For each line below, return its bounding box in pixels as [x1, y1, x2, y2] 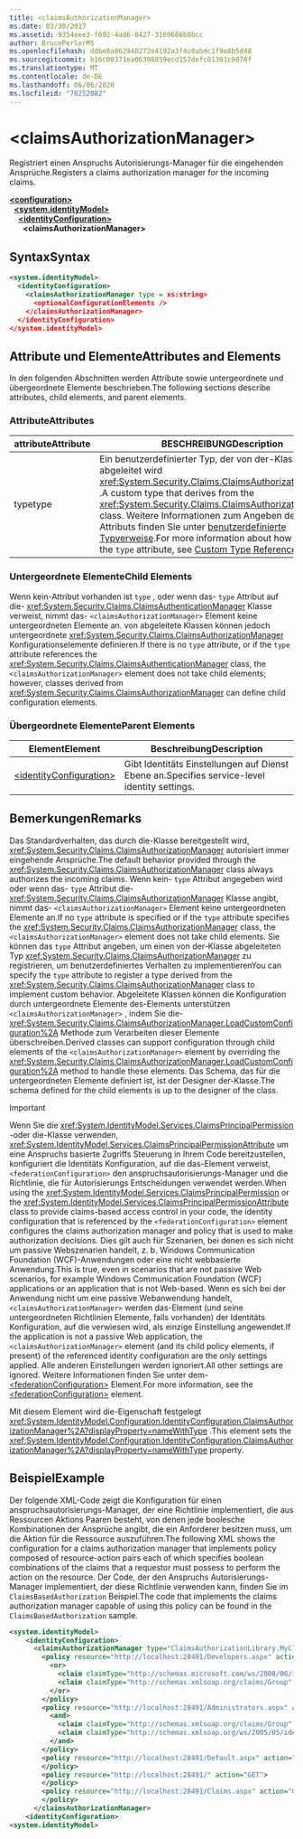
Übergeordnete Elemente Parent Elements [9, 719, 196, 732]
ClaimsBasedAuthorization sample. [9, 1609, 138, 1620]
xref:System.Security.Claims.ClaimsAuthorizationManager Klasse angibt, [9, 892, 280, 904]
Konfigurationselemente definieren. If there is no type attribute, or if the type [9, 639, 290, 650]
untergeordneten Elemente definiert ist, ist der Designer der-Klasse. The [9, 1074, 275, 1085]
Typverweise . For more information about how [98, 532, 292, 545]
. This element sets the [209, 1425, 291, 1436]
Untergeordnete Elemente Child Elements [9, 570, 192, 583]
